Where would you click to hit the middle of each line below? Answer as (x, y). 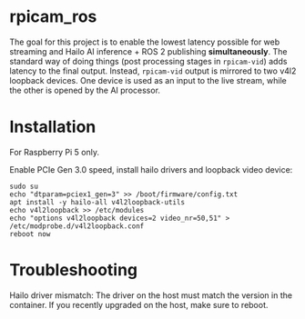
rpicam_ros (53, 17)
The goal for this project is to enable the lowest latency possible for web (145, 42)
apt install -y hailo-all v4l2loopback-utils (97, 202)
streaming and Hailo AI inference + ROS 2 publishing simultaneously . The (148, 51)
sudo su (24, 186)
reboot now (30, 234)
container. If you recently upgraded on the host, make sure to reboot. (139, 304)
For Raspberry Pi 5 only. (55, 152)
